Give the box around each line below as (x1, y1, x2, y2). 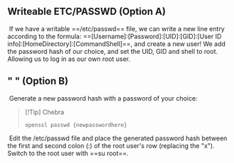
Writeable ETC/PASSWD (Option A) (7, 6, 166, 18)
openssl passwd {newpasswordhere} (24, 121, 127, 128)
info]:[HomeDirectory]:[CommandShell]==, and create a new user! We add (7, 39, 226, 48)
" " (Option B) (7, 75, 69, 87)
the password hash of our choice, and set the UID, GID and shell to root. (7, 47, 218, 55)
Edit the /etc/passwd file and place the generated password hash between (9, 134, 228, 142)
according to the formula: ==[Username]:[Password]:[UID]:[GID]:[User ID (7, 32, 222, 40)
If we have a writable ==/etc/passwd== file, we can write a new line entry (9, 24, 225, 33)
